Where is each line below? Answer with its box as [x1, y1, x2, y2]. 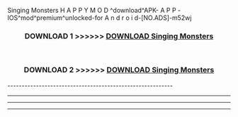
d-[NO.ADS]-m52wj [134, 13, 192, 22]
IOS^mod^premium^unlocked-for [7, 13, 103, 22]
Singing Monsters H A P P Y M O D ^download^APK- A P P [7, 6, 176, 14]
